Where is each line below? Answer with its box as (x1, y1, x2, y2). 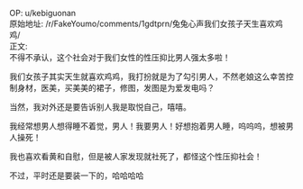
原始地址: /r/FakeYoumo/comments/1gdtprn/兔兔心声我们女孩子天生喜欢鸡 (9, 18, 284, 29)
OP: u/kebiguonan (9, 8, 77, 18)
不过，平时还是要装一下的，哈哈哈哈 (9, 170, 144, 181)
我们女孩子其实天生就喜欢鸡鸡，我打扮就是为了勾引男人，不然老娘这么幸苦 (9, 71, 286, 82)
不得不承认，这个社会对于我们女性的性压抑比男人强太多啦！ (9, 52, 231, 62)
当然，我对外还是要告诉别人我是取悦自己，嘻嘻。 (9, 102, 191, 112)
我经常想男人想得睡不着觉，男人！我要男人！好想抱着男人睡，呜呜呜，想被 (9, 121, 286, 131)
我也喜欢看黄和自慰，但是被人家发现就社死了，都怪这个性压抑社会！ (9, 151, 262, 161)
